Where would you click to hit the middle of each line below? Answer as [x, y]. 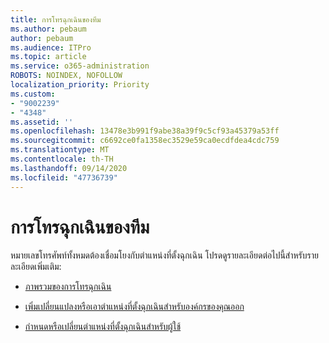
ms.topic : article [48, 57]
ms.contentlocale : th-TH [62, 159]
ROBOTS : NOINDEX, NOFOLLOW [66, 76]
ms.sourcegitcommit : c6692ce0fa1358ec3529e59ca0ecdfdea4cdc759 [145, 141]
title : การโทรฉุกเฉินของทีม [56, 19]
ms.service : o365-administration [80, 66]
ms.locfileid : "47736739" [64, 177]
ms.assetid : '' [42, 122]
